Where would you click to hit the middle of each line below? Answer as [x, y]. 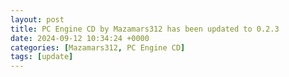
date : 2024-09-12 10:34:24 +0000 [80, 38]
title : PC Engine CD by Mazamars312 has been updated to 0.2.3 [145, 29]
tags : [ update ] [42, 57]
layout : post [37, 19]
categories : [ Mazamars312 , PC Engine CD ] [98, 47]
